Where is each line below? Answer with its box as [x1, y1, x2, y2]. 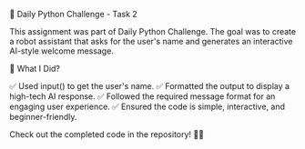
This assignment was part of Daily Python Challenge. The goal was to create [9, 26, 297, 36]
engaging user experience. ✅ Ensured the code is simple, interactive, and [9, 101, 285, 112]
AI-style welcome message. [9, 45, 114, 56]
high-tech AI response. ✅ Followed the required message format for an [9, 91, 276, 102]
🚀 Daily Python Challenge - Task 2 [9, 9, 138, 19]
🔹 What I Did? [9, 64, 61, 74]
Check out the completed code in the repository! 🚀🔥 [9, 129, 205, 140]
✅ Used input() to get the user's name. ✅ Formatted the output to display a [9, 81, 290, 91]
